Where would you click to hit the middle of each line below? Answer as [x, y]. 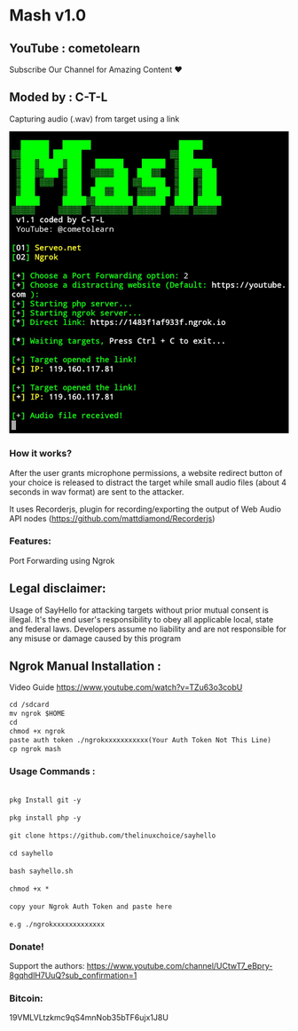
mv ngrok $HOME [37, 714]
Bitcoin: [26, 998]
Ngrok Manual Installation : [85, 666]
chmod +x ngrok [37, 732]
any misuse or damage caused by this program [95, 638]
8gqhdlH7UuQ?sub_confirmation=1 [73, 975]
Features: [30, 541]
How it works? [41, 454]
